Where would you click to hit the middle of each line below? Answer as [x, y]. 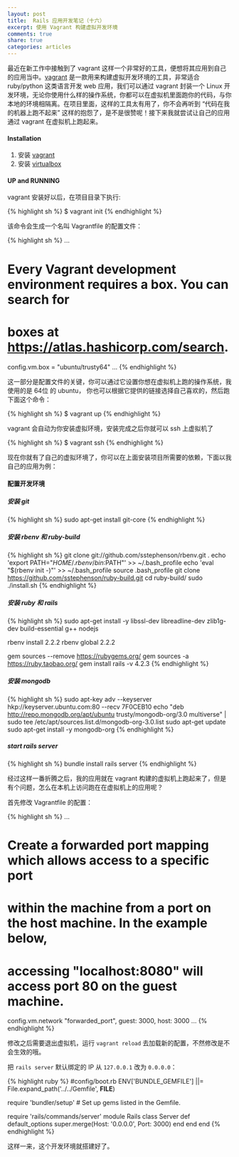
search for [38, 299]
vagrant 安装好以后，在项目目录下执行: [64, 197]
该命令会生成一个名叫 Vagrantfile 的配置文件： [75, 226]
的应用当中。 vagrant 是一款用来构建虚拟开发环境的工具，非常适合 [104, 77]
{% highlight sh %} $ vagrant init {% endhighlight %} [85, 211]
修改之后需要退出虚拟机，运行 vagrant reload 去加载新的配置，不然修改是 [116, 1043]
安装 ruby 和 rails [33, 603]
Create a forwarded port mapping [108, 846]
